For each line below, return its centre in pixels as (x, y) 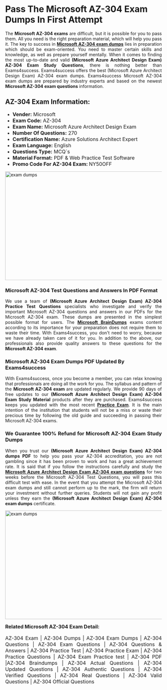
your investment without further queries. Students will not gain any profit (83, 493)
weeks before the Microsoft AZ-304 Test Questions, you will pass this (83, 477)
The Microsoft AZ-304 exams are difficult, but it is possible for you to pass (83, 33)
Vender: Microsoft (34, 114)
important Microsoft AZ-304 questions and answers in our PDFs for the (83, 312)
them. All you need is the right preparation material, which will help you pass (83, 39)
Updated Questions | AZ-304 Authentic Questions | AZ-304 (83, 669)
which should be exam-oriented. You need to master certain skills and (83, 49)
